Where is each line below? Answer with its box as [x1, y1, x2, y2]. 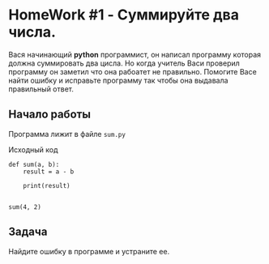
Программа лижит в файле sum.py [8, 129, 126, 138]
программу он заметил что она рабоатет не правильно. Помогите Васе [8, 66, 257, 76]
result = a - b [23, 168, 75, 176]
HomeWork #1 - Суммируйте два [8, 6, 239, 24]
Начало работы [8, 108, 92, 121]
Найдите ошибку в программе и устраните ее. [8, 246, 170, 256]
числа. [8, 23, 57, 41]
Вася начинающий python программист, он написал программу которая [8, 49, 262, 59]
